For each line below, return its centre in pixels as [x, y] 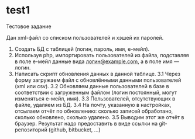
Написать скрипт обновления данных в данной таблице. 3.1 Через [97, 74]
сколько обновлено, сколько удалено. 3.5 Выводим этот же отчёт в [99, 117]
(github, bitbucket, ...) [75, 130]
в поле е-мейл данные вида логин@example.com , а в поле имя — [97, 61]
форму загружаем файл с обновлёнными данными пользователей [98, 80]
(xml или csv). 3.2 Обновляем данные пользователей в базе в [92, 86]
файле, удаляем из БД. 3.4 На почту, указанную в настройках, [93, 105]
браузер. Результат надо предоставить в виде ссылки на [86, 123]
